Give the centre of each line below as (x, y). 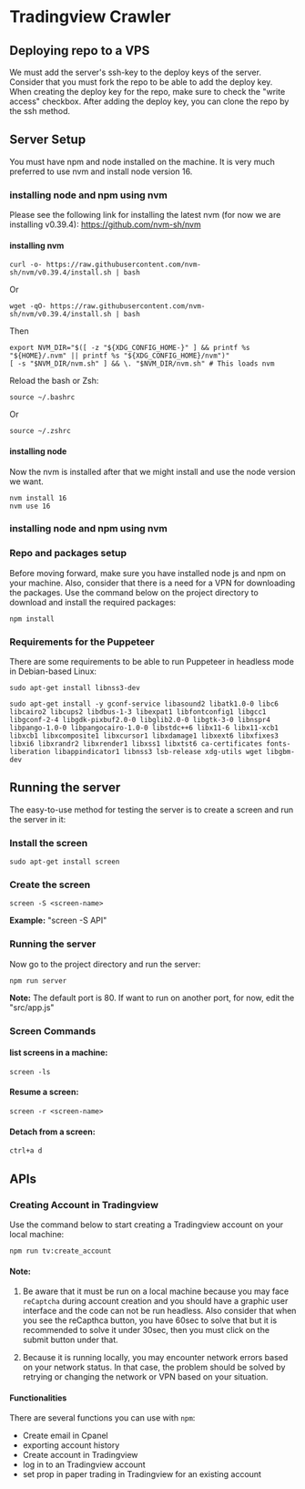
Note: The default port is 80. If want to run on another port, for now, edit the (152, 998)
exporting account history (71, 1445)
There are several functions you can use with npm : (102, 1418)
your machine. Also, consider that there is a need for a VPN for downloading (152, 583)
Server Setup (48, 140)
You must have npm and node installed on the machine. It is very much (142, 161)
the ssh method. (40, 111)
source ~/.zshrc (40, 431)
